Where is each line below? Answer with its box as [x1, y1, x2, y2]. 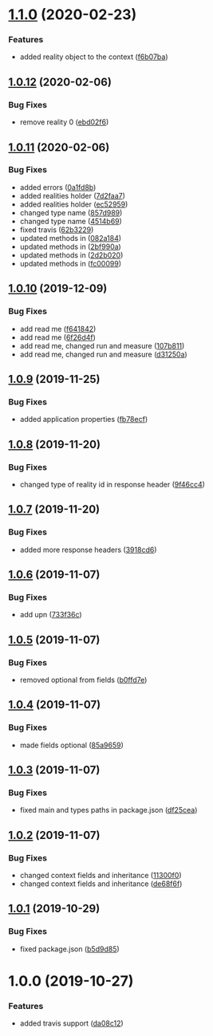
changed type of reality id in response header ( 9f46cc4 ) [19, 479, 206, 489]
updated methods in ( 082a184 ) [19, 233, 122, 242]
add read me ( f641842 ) [19, 324, 97, 333]
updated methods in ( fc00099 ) [19, 258, 122, 268]
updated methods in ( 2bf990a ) [19, 242, 121, 251]
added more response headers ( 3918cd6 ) [19, 545, 157, 554]
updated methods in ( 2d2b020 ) [19, 250, 124, 260]
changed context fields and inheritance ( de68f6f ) [19, 879, 183, 888]
